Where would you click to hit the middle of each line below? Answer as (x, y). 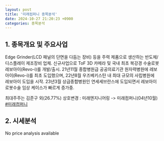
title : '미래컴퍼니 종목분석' (31, 14)
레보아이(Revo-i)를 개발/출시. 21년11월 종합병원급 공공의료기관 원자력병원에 (77, 70)
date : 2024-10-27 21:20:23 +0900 (39, 19)
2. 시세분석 (21, 121)
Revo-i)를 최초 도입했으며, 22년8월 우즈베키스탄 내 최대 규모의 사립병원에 (84, 75)
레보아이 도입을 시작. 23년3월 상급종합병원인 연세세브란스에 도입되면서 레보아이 (81, 82)
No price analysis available (32, 133)
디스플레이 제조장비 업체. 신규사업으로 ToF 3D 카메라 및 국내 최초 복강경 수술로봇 (82, 63)
